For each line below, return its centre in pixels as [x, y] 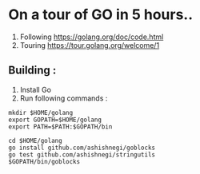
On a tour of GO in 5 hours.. [101, 15]
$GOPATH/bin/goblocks [44, 161]
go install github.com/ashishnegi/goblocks [82, 148]
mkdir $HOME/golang [41, 113]
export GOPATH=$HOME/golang [55, 120]
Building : [32, 71]
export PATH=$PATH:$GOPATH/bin [60, 127]
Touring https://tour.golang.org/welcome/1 [90, 45]
